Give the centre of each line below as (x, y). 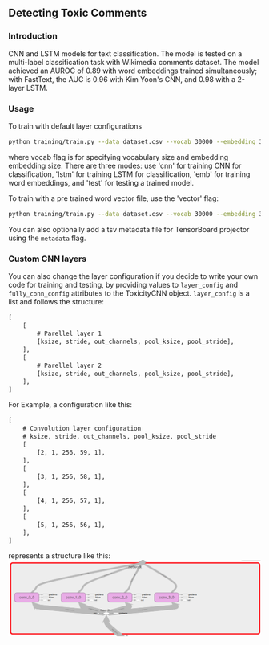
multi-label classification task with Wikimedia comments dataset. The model (134, 62)
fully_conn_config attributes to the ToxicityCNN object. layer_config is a (129, 293)
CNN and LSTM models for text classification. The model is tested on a (125, 53)
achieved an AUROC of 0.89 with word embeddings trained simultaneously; (133, 71)
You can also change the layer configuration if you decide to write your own (133, 276)
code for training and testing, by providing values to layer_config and (123, 285)
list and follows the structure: (56, 302)
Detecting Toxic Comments (78, 13)
